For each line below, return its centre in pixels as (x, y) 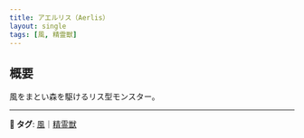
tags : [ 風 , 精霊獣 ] (43, 34)
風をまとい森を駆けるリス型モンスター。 (85, 97)
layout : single (38, 26)
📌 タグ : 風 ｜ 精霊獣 (43, 124)
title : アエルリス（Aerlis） (60, 18)
